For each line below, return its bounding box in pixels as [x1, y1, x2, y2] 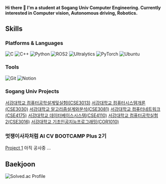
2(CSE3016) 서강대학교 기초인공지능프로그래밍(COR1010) [5, 118, 119, 125]
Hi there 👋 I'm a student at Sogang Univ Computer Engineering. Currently [5, 5, 161, 11]
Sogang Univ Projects [5, 88, 59, 95]
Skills [5, 24, 23, 33]
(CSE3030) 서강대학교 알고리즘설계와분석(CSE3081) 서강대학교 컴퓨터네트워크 [5, 106, 161, 112]
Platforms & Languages [5, 39, 63, 46]
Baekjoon [5, 160, 36, 168]
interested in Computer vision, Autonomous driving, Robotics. [5, 10, 138, 16]
